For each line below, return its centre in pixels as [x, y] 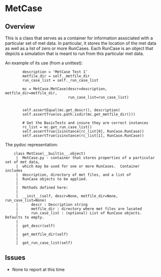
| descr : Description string [52, 205]
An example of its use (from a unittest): [44, 63]
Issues [15, 258]
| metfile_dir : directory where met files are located [79, 209]
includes [14, 171]
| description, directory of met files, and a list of [73, 175]
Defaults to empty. [25, 217]
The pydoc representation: [32, 145]
